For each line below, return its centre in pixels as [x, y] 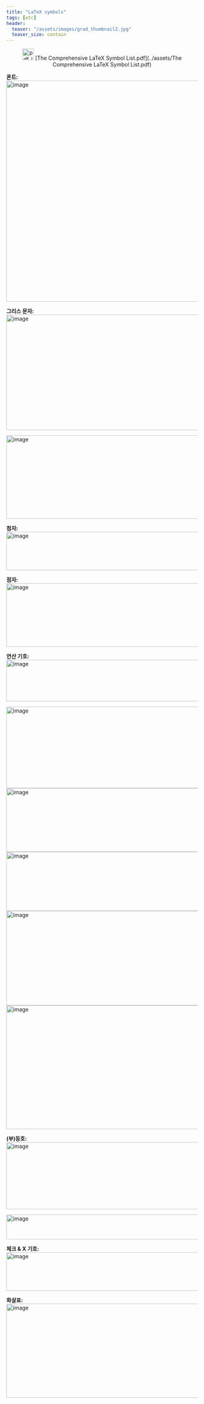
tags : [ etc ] [21, 18]
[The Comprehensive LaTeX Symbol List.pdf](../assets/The [109, 58]
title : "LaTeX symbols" [36, 12]
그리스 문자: [20, 311]
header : [16, 23]
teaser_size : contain [39, 35]
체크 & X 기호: [23, 1249]
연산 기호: [18, 657]
